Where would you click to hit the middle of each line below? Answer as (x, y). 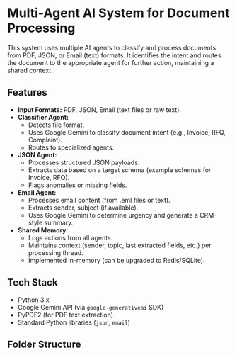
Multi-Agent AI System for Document (118, 13)
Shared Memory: (43, 230)
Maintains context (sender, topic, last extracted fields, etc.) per (120, 245)
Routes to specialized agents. (71, 147)
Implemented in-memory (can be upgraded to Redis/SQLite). (116, 260)
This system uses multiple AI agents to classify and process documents (112, 47)
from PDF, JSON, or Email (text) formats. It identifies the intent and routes (114, 55)
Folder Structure (44, 344)
